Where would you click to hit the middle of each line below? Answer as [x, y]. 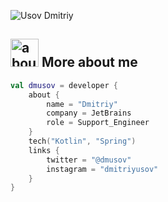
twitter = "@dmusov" [89, 160]
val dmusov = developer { [64, 85]
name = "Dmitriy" [82, 104]
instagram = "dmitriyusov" [102, 169]
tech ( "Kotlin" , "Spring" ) [82, 141]
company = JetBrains [89, 113]
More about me [89, 62]
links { [44, 150]
